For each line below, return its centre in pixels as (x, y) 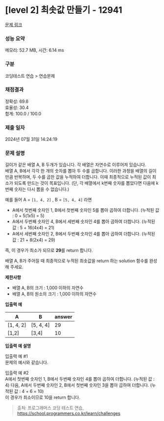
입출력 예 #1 (16, 356)
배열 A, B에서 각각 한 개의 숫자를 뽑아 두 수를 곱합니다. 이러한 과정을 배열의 (76, 171)
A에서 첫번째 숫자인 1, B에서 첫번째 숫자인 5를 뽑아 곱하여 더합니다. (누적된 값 (86, 210)
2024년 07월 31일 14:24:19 (31, 139)
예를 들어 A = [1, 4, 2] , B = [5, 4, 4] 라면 (48, 200)
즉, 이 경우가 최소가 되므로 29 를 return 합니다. (49, 251)
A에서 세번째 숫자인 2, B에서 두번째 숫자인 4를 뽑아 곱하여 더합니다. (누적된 (84, 234)
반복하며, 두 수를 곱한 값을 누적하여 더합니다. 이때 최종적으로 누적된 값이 (82, 177)
